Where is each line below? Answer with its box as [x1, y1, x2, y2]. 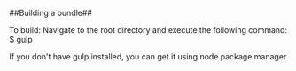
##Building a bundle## [9, 8, 93, 18]
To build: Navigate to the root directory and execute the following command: [9, 25, 288, 35]
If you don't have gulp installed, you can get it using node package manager [9, 51, 287, 61]
